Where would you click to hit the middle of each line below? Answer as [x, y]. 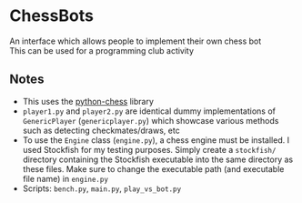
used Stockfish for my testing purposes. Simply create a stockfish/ [149, 149]
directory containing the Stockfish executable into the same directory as [158, 159]
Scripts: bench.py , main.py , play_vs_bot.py [102, 188]
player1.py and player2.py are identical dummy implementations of [149, 111]
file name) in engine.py [65, 178]
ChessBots [51, 16]
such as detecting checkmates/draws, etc [101, 130]
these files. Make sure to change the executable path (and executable [153, 168]
